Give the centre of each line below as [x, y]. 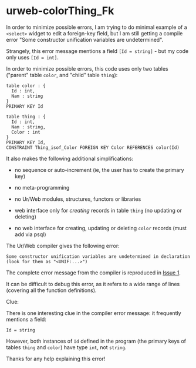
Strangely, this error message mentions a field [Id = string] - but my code [97, 51]
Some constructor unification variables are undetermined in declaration [98, 256]
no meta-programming [42, 187]
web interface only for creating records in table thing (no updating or [98, 210]
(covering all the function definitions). [51, 290]
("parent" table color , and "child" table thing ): [62, 75]
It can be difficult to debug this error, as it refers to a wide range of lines [93, 284]
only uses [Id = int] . [32, 57]
